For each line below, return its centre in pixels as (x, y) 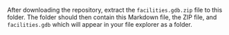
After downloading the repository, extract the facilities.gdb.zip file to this (115, 10)
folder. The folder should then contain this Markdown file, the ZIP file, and (112, 17)
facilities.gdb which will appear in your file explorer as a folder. (100, 24)
